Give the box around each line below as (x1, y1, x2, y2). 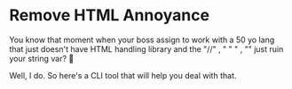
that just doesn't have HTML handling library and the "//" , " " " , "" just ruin (9, 43, 284, 54)
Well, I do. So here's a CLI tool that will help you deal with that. (9, 70, 237, 80)
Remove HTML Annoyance (9, 5, 210, 26)
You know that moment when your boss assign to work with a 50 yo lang (9, 34, 275, 45)
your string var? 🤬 (9, 53, 75, 63)
